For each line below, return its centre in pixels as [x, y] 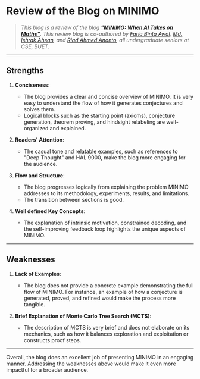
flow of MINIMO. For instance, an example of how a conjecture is [103, 292]
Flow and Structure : [40, 175]
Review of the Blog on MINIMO [83, 11]
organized [36, 128]
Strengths [25, 71]
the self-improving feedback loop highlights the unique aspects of [104, 229]
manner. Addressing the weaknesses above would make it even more [91, 364]
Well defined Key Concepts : [50, 211]
